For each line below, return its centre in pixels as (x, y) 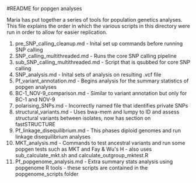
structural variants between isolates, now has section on (83, 118)
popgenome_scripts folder (47, 174)
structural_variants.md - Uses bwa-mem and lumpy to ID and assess (97, 112)
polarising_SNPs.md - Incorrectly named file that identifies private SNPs (101, 106)
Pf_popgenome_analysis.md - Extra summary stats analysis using (94, 161)
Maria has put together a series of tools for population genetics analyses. (94, 20)
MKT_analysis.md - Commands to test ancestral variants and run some (100, 143)
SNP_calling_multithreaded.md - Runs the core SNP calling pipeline (96, 56)
